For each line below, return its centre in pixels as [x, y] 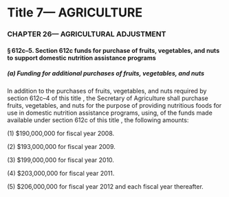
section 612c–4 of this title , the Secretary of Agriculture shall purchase [108, 98]
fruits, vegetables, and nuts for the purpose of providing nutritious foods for [115, 105]
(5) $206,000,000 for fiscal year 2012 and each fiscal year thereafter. [106, 186]
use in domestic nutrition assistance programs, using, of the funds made [110, 113]
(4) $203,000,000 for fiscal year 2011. [61, 173]
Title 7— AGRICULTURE [75, 13]
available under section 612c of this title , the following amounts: [98, 120]
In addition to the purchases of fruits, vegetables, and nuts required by [107, 91]
